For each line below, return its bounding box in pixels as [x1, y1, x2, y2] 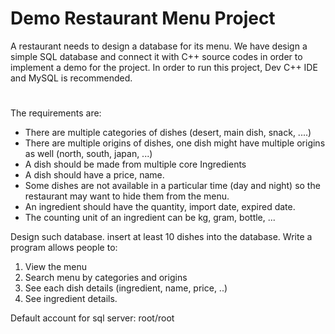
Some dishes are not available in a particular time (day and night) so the [24, 180, 321, 192]
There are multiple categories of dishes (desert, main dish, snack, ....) [24, 127, 312, 139]
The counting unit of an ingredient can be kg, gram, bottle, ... [24, 212, 276, 224]
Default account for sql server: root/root [10, 312, 175, 324]
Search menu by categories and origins [24, 272, 188, 284]
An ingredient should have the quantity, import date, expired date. [24, 201, 296, 213]
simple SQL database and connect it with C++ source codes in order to [10, 50, 303, 62]
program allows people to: [10, 242, 118, 254]
